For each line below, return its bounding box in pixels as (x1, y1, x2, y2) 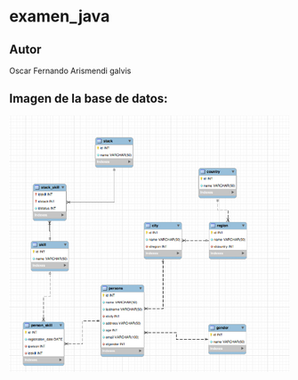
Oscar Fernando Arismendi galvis (9, 65, 132, 76)
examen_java (9, 6, 110, 27)
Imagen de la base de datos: (9, 91, 168, 106)
